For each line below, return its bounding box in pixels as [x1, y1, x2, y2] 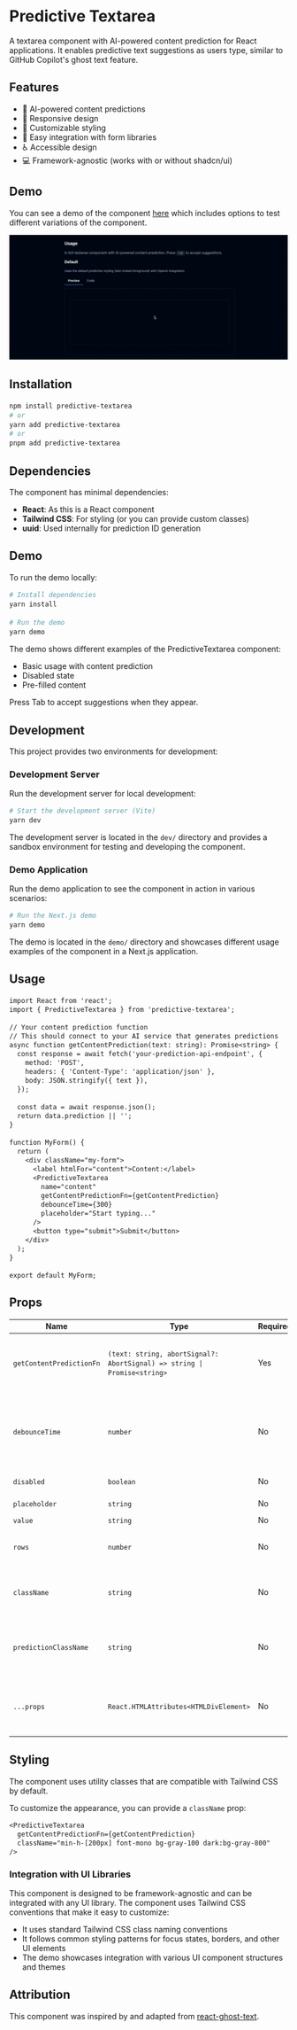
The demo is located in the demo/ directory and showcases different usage [9, 937, 280, 947]
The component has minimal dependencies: [9, 486, 170, 497]
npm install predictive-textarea [9, 401, 133, 410]
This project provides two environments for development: [9, 746, 218, 757]
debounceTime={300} [41, 1200, 113, 1209]
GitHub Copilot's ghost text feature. [9, 54, 139, 65]
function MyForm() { [9, 1138, 86, 1147]
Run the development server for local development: [9, 789, 196, 799]
